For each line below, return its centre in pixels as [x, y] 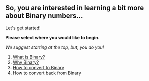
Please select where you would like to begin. [52, 37]
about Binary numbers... [44, 16]
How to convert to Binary [38, 67]
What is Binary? [29, 57]
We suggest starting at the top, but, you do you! [55, 47]
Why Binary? [26, 62]
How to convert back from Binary [47, 73]
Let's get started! [23, 28]
